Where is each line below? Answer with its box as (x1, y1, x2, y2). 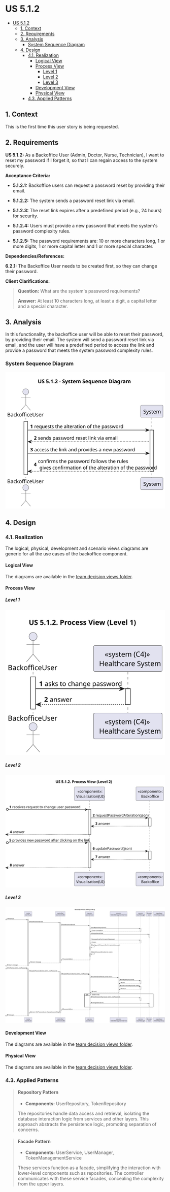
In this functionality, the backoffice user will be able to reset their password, (5, 331, 164, 338)
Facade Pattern (17, 1138, 51, 1144)
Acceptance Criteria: (5, 172, 51, 178)
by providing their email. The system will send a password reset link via (5, 337, 154, 343)
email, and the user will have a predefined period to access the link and (5, 342, 154, 348)
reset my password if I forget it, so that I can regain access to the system (5, 157, 158, 163)
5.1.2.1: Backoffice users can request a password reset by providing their (12, 182, 165, 188)
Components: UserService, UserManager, (25, 1149, 114, 1155)
